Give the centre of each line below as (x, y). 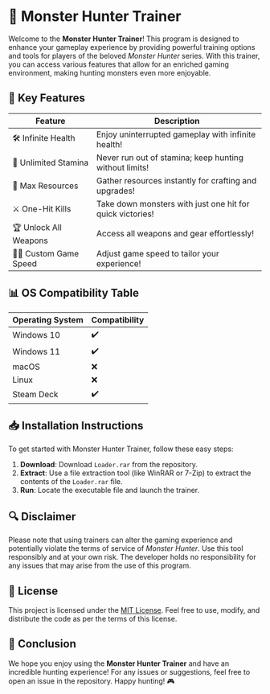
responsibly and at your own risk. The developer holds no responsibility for (132, 557)
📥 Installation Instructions (76, 425)
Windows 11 (36, 351)
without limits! (123, 167)
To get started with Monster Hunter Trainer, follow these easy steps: (121, 449)
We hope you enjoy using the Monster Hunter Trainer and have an (119, 663)
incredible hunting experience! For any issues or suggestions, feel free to (129, 671)
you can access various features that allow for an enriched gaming (119, 64)
